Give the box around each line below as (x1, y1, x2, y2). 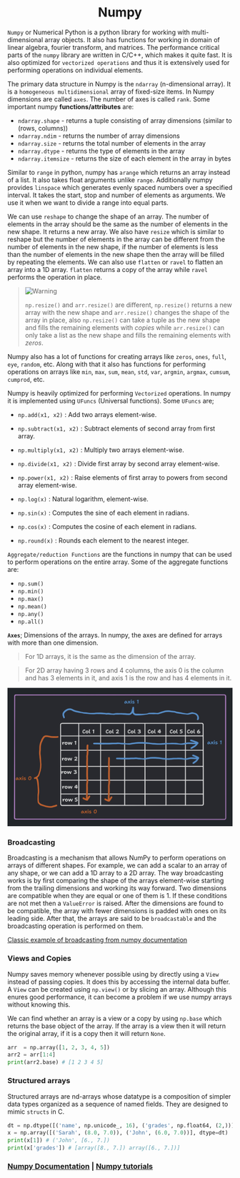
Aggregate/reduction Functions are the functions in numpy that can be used (7, 550, 232, 558)
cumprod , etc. (7, 375, 45, 383)
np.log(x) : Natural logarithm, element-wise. (17, 494, 149, 503)
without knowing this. (7, 1000, 71, 1009)
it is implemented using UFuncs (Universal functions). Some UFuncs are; (7, 396, 214, 405)
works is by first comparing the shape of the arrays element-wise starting (7, 876, 224, 885)
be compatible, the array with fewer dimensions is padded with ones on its (7, 907, 227, 915)
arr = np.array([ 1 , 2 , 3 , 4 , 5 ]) (7, 1044, 111, 1051)
